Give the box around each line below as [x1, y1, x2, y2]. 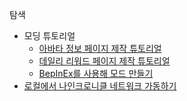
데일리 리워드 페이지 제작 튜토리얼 [38, 55, 171, 67]
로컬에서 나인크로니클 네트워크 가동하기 [23, 80, 177, 92]
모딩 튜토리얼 [23, 30, 76, 42]
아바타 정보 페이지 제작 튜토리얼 [38, 43, 162, 54]
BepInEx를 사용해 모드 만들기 [38, 68, 154, 79]
